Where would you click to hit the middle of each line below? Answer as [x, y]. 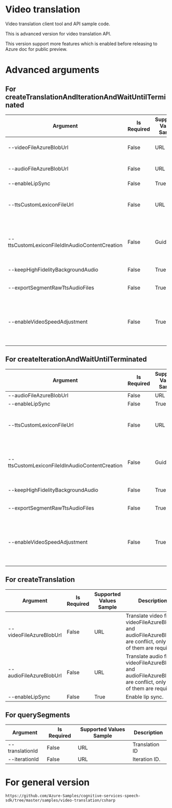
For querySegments [38, 715]
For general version [48, 782]
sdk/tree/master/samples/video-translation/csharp [60, 801]
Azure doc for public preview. [36, 49]
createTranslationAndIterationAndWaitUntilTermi [86, 97]
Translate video [144, 616]
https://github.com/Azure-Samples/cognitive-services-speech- [73, 796]
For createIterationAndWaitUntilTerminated [76, 359]
